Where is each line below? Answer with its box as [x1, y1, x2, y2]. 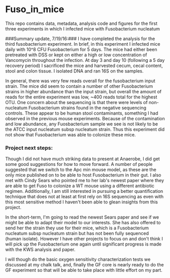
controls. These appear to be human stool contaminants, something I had [5, 110, 158, 116]
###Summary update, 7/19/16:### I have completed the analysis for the [5, 36, 155, 42]
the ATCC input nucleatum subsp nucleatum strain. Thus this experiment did [5, 126, 165, 132]
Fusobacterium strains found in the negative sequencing [28, 105, 146, 111]
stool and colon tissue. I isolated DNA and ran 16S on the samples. [5, 67, 144, 74]
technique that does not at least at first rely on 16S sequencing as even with [5, 194, 164, 200]
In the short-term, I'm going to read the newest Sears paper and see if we [5, 214, 159, 220]
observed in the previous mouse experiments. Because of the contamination [5, 115, 165, 121]
